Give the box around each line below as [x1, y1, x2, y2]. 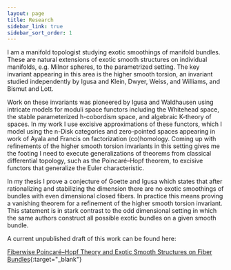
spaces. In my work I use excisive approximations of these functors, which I [7, 120, 223, 128]
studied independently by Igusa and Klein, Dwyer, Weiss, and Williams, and [7, 77, 221, 86]
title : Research [7, 17, 54, 23]
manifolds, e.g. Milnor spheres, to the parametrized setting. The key [7, 63, 200, 71]
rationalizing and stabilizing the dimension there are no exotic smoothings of [7, 185, 224, 193]
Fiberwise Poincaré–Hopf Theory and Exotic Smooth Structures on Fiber [7, 248, 212, 256]
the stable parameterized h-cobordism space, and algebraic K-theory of [7, 113, 212, 121]
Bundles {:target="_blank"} [7, 256, 83, 264]
